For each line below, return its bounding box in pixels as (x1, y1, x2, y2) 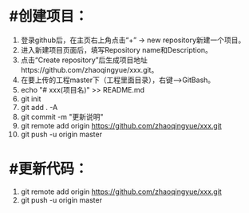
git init (20, 93, 41, 104)
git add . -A (20, 102, 58, 112)
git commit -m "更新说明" (20, 112, 104, 121)
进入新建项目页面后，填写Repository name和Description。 (20, 45, 212, 54)
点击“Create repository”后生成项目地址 (20, 55, 148, 65)
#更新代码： (9, 160, 89, 178)
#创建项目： (9, 7, 89, 26)
